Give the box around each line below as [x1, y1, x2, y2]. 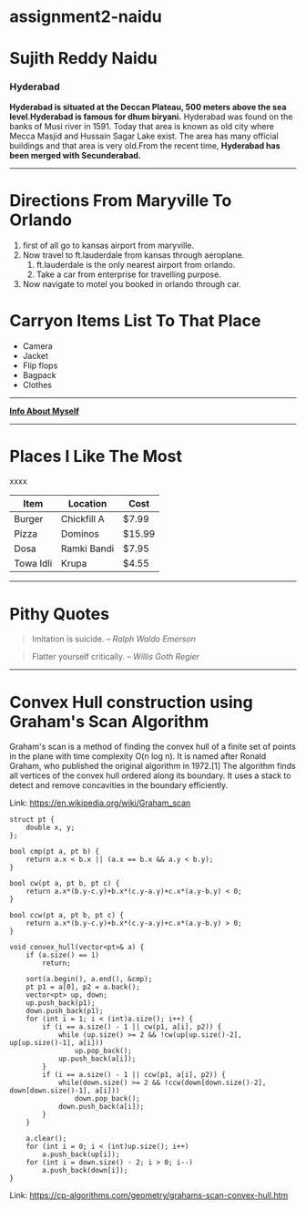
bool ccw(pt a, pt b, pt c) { [9, 911, 125, 920]
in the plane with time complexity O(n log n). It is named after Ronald [9, 751, 267, 762]
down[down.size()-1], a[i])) [9, 1086, 120, 1095]
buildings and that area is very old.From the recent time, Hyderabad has [9, 139, 280, 151]
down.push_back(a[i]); [57, 1102, 145, 1112]
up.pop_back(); [74, 1046, 132, 1056]
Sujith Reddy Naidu [9, 48, 158, 69]
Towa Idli [14, 558, 53, 570]
